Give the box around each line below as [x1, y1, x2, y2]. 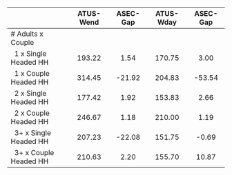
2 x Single [14, 89, 47, 98]
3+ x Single [14, 128, 52, 137]
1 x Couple [14, 69, 50, 78]
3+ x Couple [14, 148, 55, 157]
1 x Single [14, 49, 47, 58]
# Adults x [10, 29, 43, 39]
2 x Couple [14, 108, 50, 118]
